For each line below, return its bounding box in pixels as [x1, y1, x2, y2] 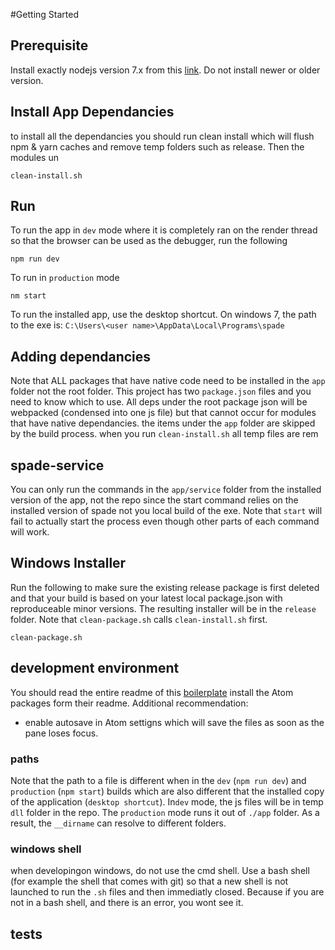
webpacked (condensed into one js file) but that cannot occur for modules [10, 407, 317, 419]
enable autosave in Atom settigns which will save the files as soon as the [24, 716, 325, 728]
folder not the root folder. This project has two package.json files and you [10, 385, 312, 398]
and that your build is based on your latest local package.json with [10, 592, 283, 604]
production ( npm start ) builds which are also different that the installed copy [10, 785, 325, 797]
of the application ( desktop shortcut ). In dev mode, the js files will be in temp [10, 795, 324, 808]
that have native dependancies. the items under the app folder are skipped [10, 417, 316, 429]
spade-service [10, 457, 105, 474]
